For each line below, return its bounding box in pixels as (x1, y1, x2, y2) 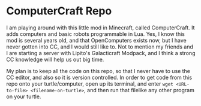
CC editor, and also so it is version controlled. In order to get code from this (6, 74, 193, 81)
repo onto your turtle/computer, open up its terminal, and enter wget (6, 80, 174, 87)
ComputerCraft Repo (6, 4, 112, 18)
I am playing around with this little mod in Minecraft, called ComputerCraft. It (6, 24, 195, 31)
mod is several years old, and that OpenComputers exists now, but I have (6, 37, 187, 44)
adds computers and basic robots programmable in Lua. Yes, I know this (6, 30, 185, 37)
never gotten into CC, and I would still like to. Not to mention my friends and (6, 43, 194, 50)
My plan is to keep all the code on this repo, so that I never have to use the (6, 67, 191, 74)
